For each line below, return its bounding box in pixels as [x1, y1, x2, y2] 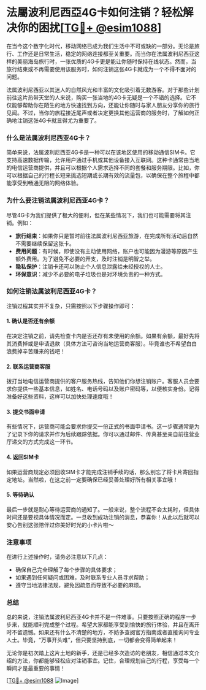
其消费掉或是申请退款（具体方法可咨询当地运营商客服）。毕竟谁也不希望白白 [6, 340, 197, 347]
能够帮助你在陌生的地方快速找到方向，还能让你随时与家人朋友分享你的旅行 [11, 101, 200, 109]
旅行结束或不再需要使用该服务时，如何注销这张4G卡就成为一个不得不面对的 [6, 65, 197, 72]
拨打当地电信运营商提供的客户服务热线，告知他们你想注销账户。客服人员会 [6, 378, 194, 385]
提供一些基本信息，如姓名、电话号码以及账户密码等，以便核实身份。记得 [17, 385, 200, 393]
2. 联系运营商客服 [6, 362, 51, 370]
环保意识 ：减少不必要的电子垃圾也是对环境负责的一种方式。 [15, 270, 166, 278]
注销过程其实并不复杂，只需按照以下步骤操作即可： [6, 302, 135, 310]
